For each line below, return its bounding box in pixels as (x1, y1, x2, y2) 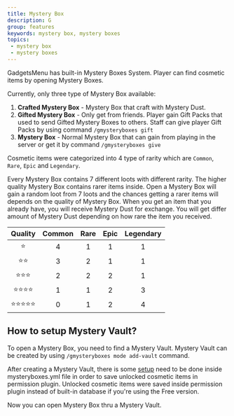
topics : (7, 36, 30, 43)
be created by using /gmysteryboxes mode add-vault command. (7, 351, 191, 359)
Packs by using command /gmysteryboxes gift (17, 125, 154, 134)
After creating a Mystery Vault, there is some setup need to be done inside (7, 365, 223, 373)
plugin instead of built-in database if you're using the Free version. (7, 387, 200, 396)
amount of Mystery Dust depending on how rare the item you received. (7, 212, 212, 221)
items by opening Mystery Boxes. (7, 76, 104, 84)
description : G (7, 17, 52, 24)
